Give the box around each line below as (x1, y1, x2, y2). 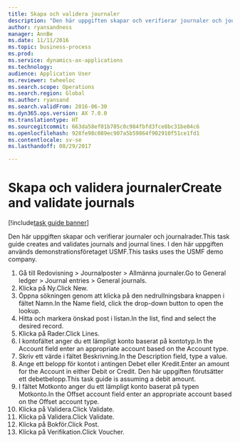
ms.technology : (8, 63, 53, 71)
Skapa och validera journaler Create (8, 179, 223, 196)
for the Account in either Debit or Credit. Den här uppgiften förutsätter (18, 368, 224, 376)
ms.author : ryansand (8, 97, 70, 104)
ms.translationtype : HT (8, 116, 79, 123)
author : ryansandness (8, 24, 73, 31)
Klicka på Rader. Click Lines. (18, 329, 100, 338)
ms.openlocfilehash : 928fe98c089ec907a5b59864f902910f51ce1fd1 (8, 130, 200, 137)
